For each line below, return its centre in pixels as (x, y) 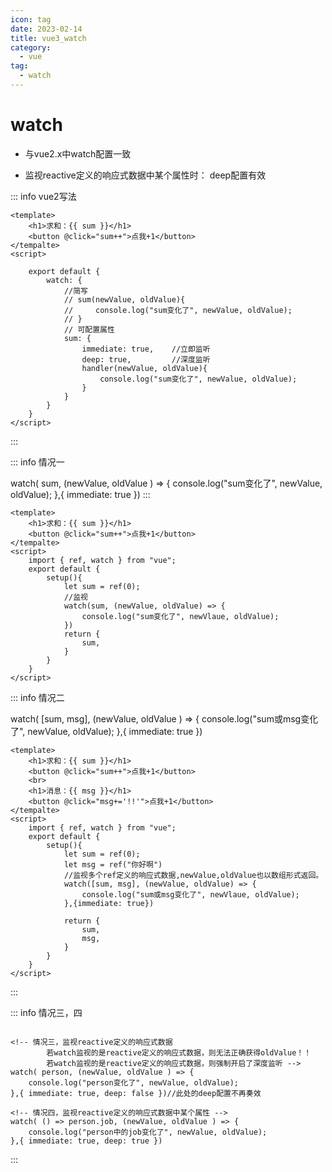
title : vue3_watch (48, 38)
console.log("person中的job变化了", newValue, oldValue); (148, 1132)
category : (31, 47)
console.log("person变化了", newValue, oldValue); (133, 1082)
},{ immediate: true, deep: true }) (86, 1141)
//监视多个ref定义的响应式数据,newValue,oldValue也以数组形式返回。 (193, 875)
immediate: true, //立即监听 (146, 349)
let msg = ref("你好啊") (113, 864)
